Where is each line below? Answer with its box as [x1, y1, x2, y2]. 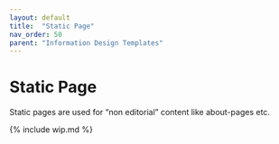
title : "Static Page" [9, 22, 95, 31]
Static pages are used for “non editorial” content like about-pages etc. [9, 107, 271, 118]
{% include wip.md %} [9, 124, 93, 135]
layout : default [9, 13, 70, 22]
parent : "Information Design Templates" [9, 38, 164, 48]
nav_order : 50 [9, 30, 63, 39]
